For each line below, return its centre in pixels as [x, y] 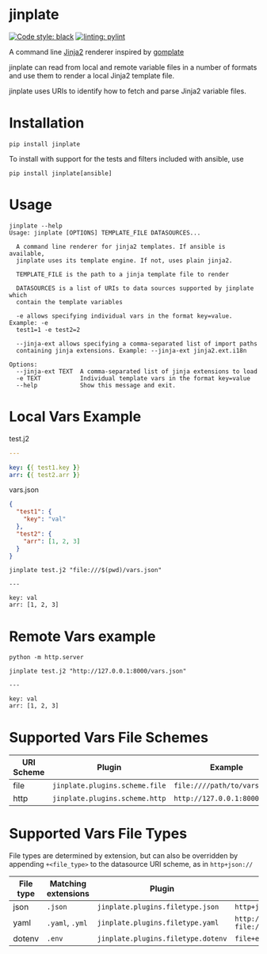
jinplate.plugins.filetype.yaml [158, 923]
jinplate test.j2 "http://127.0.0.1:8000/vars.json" [98, 671]
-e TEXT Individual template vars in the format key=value [133, 378]
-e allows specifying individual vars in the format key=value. [124, 316]
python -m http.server [46, 658]
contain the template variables [70, 302]
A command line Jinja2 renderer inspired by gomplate [97, 52]
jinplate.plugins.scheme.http [109, 799]
